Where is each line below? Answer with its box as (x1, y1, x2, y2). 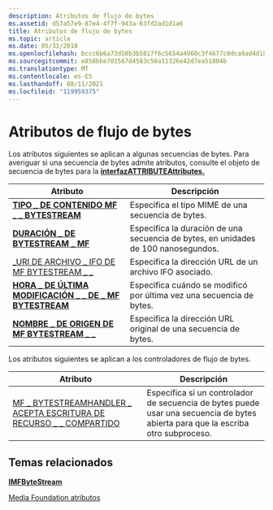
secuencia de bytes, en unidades (129, 233, 256, 244)
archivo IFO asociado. (129, 266, 213, 278)
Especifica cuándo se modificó (129, 279, 248, 291)
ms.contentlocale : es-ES (8, 72, 93, 80)
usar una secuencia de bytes (146, 408, 258, 419)
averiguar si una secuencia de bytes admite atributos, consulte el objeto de (8, 158, 260, 167)
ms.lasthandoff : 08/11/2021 (8, 80, 104, 88)
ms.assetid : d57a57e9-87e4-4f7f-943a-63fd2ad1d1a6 (8, 19, 184, 28)
